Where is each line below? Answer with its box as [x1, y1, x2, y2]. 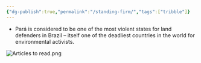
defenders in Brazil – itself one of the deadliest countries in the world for [14, 31, 195, 39]
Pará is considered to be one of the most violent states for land [14, 25, 172, 32]
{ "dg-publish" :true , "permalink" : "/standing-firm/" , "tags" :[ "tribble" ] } [6, 8, 190, 15]
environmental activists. [14, 38, 74, 45]
